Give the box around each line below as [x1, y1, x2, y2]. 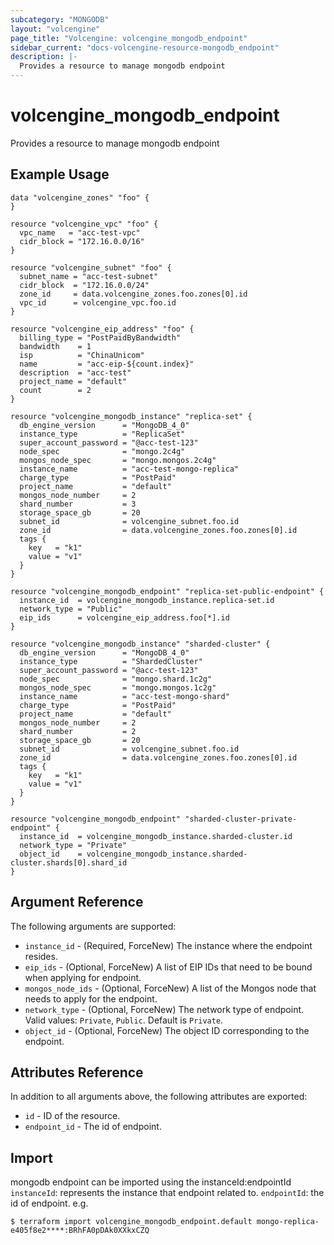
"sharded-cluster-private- [184, 814, 298, 824]
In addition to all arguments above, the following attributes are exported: [10, 1091, 308, 1103]
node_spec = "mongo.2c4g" [19, 446, 186, 456]
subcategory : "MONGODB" [10, 14, 110, 25]
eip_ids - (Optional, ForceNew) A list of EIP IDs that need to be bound [24, 961, 313, 973]
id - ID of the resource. [24, 1110, 121, 1122]
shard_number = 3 [19, 499, 137, 509]
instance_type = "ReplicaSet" [19, 429, 186, 439]
